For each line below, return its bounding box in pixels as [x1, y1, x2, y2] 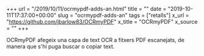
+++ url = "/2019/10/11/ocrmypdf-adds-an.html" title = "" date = [6, 5, 167, 12]
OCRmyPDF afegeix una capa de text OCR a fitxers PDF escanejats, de [6, 37, 184, 43]
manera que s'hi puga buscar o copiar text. [6, 43, 115, 50]
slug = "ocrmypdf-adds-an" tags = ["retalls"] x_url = [57, 12, 189, 19]
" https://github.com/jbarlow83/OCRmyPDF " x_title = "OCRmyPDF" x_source [6, 18, 198, 25]
